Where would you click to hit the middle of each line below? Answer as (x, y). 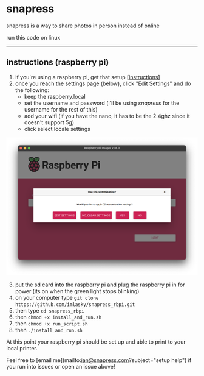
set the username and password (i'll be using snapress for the (102, 103)
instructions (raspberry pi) (58, 62)
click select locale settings (57, 129)
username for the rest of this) (61, 109)
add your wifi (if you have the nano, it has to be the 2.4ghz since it (107, 116)
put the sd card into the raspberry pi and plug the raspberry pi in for (100, 285)
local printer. (22, 349)
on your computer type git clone (57, 298)
